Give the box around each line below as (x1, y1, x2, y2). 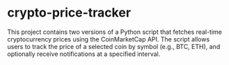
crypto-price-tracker (7, 5, 131, 21)
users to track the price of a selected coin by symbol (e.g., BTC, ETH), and (7, 42, 221, 50)
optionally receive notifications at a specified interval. (7, 50, 161, 58)
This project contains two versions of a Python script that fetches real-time (7, 28, 223, 36)
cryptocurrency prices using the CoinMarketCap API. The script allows (7, 35, 210, 43)
